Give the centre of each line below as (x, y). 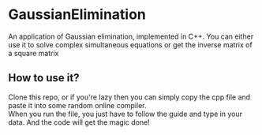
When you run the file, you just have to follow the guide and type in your (125, 114)
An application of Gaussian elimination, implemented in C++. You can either (131, 36)
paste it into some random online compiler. (77, 105)
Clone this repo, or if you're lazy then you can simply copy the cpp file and (129, 97)
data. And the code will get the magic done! (79, 122)
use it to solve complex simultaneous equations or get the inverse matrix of (130, 44)
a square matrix (34, 53)
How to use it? (44, 78)
